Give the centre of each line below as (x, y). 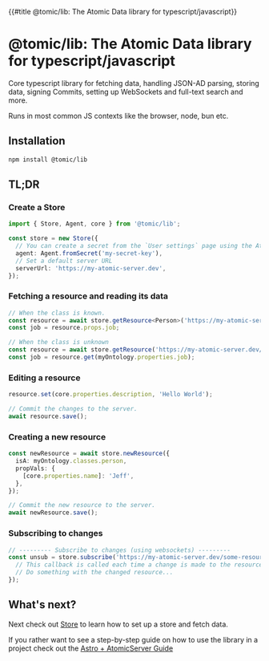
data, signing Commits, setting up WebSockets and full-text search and (126, 91)
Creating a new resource (57, 436)
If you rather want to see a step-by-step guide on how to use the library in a (133, 639)
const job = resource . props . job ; (64, 328)
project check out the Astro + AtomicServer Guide (91, 648)
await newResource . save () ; (53, 513)
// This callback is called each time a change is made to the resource (139, 565)
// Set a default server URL (64, 261)
